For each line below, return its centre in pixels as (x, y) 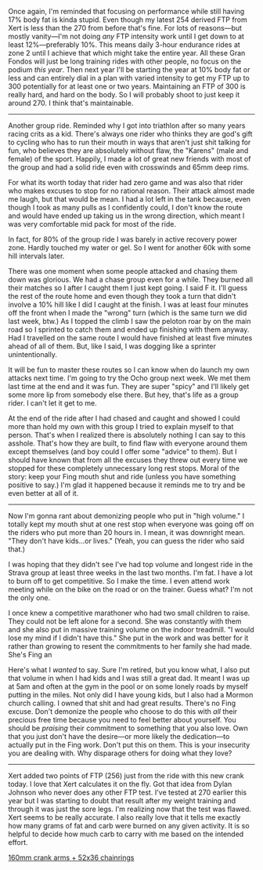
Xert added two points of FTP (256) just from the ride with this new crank (126, 775)
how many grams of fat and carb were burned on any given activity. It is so (129, 826)
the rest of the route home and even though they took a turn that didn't (122, 296)
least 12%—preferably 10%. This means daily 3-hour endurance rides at (124, 45)
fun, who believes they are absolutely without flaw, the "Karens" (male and (128, 151)
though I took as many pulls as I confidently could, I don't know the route (126, 207)
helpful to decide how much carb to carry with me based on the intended (126, 834)
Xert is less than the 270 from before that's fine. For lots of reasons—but (125, 28)
